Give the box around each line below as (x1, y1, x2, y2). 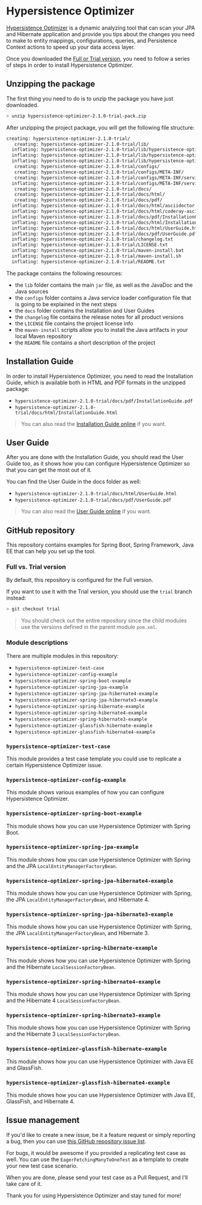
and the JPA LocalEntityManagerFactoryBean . (6, 862, 117, 869)
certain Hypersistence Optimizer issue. (6, 761, 103, 769)
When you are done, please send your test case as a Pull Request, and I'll (6, 1174, 188, 1181)
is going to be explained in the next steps (14, 300, 117, 308)
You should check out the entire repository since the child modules (20, 617, 188, 624)
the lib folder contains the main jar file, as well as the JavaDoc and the (14, 281, 193, 289)
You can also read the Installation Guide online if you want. (20, 420, 167, 427)
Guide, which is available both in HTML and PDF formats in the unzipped (6, 378, 186, 386)
